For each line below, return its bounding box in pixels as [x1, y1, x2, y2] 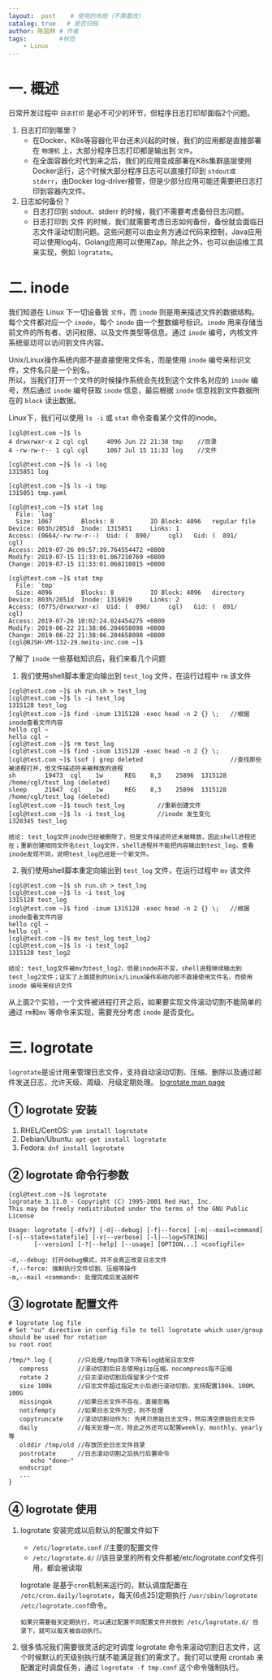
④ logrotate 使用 [8, 1502, 97, 1516]
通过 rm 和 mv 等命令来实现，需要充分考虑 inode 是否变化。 [8, 1007, 199, 1017]
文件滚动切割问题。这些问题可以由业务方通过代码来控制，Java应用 [39, 227, 262, 237]
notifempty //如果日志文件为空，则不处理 [19, 1407, 164, 1415]
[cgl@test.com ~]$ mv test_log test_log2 [8, 935, 151, 943]
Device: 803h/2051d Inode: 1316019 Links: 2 [8, 596, 180, 604]
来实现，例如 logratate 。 [32, 247, 118, 257]
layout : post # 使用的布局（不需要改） [8, 11, 145, 20]
